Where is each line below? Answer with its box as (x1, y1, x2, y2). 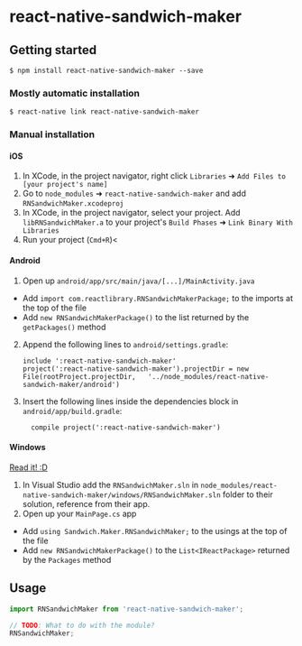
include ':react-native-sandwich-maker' (22, 356, 177, 365)
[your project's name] (22, 180, 108, 189)
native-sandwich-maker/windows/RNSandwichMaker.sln (22, 490, 221, 500)
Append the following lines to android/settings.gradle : (22, 338, 229, 349)
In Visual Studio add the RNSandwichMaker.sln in (22, 479, 199, 490)
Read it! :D (9, 462, 48, 473)
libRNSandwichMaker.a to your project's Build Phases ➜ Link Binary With (22, 217, 293, 227)
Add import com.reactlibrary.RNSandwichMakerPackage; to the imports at (22, 292, 294, 303)
